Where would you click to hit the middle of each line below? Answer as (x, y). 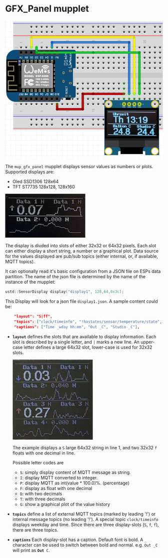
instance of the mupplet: (30, 282)
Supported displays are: (30, 172)
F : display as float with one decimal (56, 488)
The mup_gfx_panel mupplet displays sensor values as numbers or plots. (79, 167)
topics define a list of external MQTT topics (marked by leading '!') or (84, 514)
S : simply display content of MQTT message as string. (75, 472)
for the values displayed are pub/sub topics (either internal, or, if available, (82, 256)
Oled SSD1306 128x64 (35, 182)
